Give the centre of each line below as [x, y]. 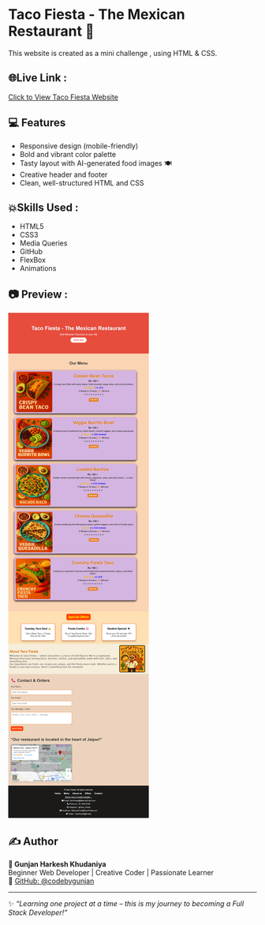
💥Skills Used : [43, 207]
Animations [38, 268]
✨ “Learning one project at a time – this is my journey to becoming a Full [126, 904]
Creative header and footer [63, 174]
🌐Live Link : [37, 78]
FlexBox [32, 260]
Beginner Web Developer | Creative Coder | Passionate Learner [111, 873]
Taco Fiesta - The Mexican [97, 15]
